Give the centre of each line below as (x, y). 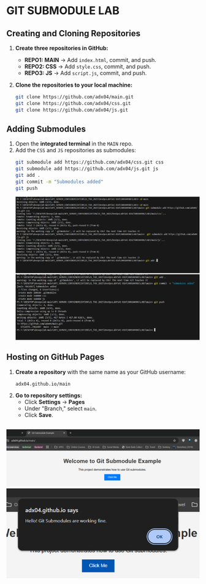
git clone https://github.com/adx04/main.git (74, 97)
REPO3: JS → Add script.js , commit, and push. (86, 73)
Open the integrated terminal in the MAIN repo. (74, 144)
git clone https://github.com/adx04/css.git (73, 103)
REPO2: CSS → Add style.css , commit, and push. (88, 66)
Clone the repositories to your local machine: (74, 85)
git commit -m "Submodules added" (59, 182)
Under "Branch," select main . (60, 408)
